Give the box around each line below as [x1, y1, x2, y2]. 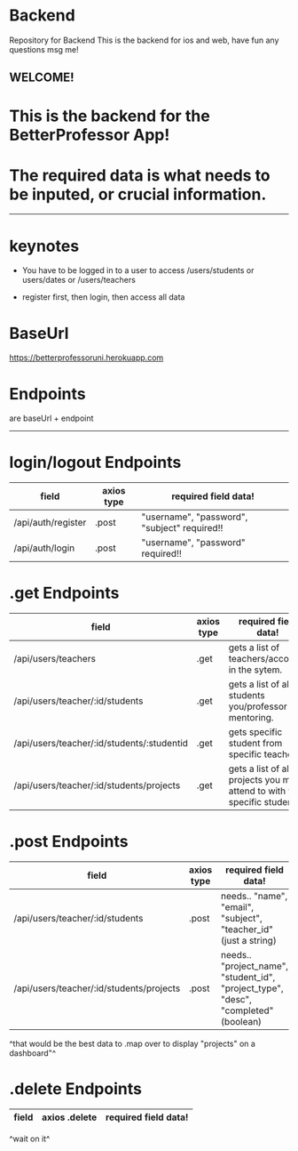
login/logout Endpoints [9, 453, 182, 472]
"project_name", [220, 960, 289, 972]
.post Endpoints [9, 832, 129, 852]
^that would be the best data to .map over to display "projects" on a [9, 1038, 255, 1050]
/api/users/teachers [13, 653, 96, 665]
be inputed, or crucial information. [9, 184, 267, 205]
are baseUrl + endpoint [9, 413, 94, 423]
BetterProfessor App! [9, 125, 170, 145]
